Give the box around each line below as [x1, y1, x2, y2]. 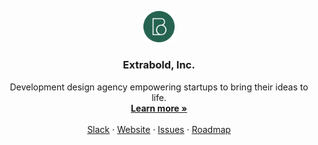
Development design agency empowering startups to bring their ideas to [9, 81, 309, 93]
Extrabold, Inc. [122, 58, 196, 72]
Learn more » [130, 102, 188, 114]
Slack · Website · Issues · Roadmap [87, 123, 231, 135]
